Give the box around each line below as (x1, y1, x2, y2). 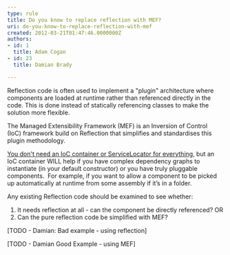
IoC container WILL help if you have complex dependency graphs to (7, 156, 200, 165)
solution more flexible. (7, 108, 70, 116)
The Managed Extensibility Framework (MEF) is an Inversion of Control (7, 121, 208, 130)
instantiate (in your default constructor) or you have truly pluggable (7, 164, 198, 172)
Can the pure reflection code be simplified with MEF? (17, 213, 169, 221)
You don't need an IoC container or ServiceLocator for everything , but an (7, 150, 215, 158)
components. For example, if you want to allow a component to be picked (7, 172, 218, 180)
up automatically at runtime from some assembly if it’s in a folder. (7, 178, 192, 187)
